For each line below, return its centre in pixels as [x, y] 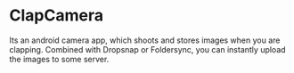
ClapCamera [57, 16]
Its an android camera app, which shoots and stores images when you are [145, 40]
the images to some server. [59, 59]
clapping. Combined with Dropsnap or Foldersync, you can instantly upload [148, 49]
